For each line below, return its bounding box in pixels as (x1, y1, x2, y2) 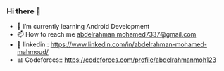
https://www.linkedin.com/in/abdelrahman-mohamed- (50, 40, 207, 49)
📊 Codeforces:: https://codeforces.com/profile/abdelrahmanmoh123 (16, 56, 216, 64)
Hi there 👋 (6, 6, 42, 16)
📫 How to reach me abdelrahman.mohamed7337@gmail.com (16, 30, 197, 39)
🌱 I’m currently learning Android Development (16, 22, 150, 31)
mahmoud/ (16, 48, 49, 56)
